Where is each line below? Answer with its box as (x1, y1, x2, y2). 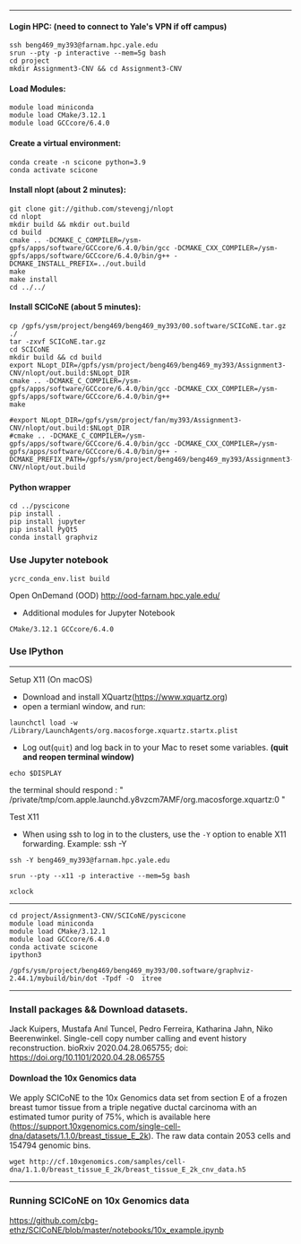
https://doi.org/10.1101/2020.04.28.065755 (9, 1052, 166, 1063)
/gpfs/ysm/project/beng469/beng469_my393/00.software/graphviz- (9, 966, 254, 975)
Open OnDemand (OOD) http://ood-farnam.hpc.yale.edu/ (9, 589, 220, 601)
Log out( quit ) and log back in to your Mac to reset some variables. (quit (21, 742, 288, 752)
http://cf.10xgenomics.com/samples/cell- (29, 1158, 186, 1167)
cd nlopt (9, 212, 42, 221)
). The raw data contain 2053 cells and (148, 1131, 291, 1142)
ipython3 (9, 950, 42, 960)
